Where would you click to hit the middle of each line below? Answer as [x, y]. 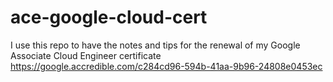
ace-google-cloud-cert [109, 17]
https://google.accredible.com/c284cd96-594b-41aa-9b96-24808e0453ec [166, 66]
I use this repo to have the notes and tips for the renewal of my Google [155, 45]
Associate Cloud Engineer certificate [86, 55]
